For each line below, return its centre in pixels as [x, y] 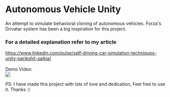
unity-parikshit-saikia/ [28, 58]
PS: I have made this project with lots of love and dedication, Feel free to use [85, 84]
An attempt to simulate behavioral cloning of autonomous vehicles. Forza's [83, 23]
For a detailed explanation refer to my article [61, 42]
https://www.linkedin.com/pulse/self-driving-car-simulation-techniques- [81, 53]
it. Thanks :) [18, 89]
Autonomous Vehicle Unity [63, 9]
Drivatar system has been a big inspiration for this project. [66, 28]
